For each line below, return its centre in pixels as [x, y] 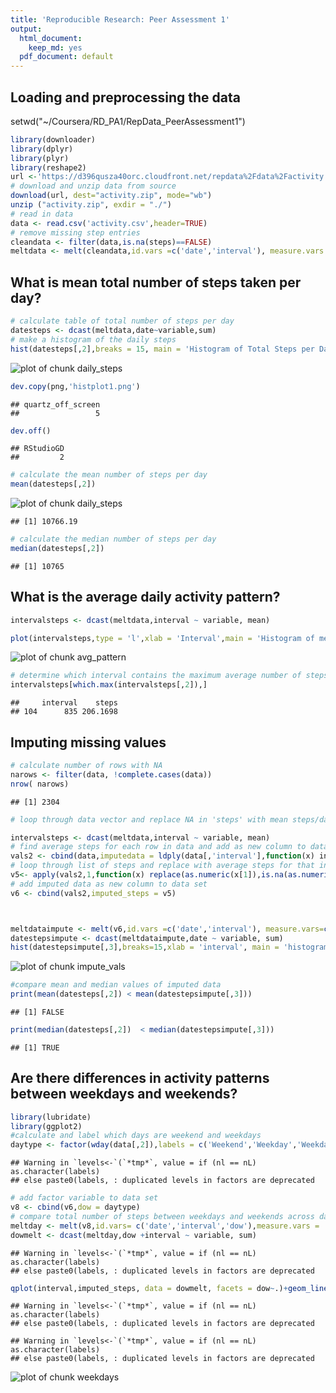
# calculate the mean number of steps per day [109, 475]
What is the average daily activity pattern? [145, 597]
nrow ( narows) [40, 784]
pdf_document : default [66, 57]
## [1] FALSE [37, 1012]
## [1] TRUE [35, 1047]
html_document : [51, 38]
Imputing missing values [88, 742]
